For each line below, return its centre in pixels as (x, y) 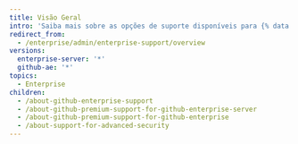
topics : (24, 76)
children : (28, 92)
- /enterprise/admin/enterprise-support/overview (111, 42)
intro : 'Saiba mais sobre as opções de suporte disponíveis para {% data (149, 26)
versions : (28, 51)
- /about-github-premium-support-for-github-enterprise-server (137, 109)
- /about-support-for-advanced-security (93, 126)
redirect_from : (37, 34)
